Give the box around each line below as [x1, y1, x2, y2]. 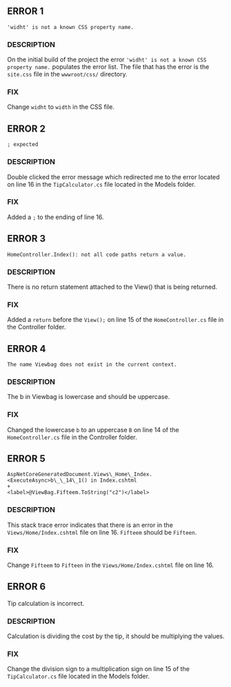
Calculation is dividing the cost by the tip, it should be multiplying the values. [7, 632, 225, 640]
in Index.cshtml [90, 477, 137, 484]
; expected [7, 141, 39, 148]
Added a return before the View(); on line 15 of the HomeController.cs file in [7, 316, 224, 324]
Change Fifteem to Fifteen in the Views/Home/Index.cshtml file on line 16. [7, 561, 214, 569]
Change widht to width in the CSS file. [7, 103, 115, 111]
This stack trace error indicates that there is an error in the [7, 520, 174, 529]
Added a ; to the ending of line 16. [7, 213, 104, 221]
